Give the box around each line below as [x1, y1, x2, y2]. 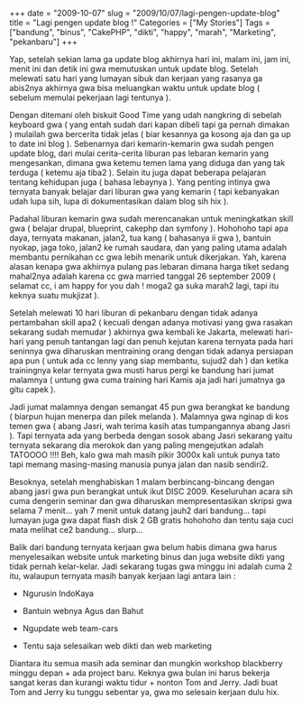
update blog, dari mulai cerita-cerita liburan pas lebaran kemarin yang [9, 148, 269, 159]
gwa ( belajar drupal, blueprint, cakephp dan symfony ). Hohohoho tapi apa [9, 223, 288, 234]
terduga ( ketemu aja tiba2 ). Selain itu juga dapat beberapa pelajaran [9, 167, 267, 178]
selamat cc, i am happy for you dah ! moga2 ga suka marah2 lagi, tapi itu [9, 280, 279, 291]
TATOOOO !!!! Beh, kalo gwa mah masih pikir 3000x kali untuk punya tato [9, 450, 281, 460]
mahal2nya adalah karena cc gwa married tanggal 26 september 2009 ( [9, 270, 277, 281]
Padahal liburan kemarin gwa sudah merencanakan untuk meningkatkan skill [9, 214, 294, 224]
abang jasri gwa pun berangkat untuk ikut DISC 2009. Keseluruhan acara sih [9, 486, 293, 497]
